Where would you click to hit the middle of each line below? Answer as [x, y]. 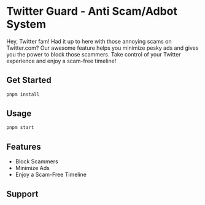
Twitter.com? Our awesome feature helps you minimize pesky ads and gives [102, 48]
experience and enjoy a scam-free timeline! [61, 61]
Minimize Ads [33, 168]
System [26, 24]
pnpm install [23, 94]
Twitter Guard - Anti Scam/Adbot [92, 11]
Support [22, 194]
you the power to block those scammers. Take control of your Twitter [94, 54]
